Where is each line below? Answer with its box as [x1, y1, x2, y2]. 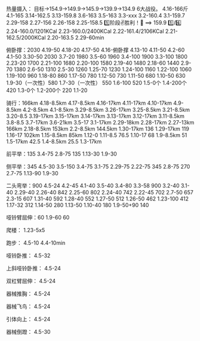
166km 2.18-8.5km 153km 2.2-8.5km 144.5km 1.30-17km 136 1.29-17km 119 [6, 125, 189, 132]
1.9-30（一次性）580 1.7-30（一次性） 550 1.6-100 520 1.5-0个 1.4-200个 [6, 80, 187, 86]
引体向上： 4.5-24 [6, 316, 51, 322]
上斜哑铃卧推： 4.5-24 [6, 265, 61, 272]
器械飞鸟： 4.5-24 [6, 303, 51, 310]
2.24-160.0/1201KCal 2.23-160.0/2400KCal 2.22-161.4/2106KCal [6, 28, 164, 35]
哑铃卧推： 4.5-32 [6, 252, 51, 259]
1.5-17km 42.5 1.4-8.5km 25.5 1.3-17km [6, 138, 102, 145]
